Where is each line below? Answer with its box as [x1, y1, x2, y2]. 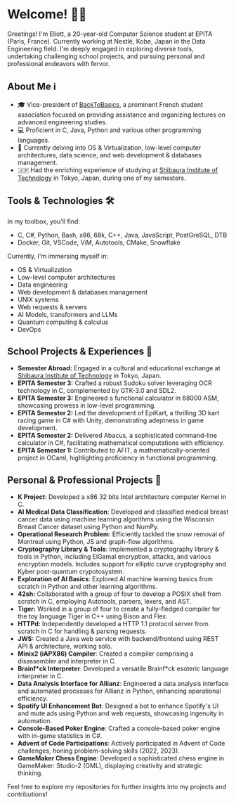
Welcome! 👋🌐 [7, 6, 87, 22]
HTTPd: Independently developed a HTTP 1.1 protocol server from [17, 620, 209, 628]
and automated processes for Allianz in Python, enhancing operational [17, 687, 221, 695]
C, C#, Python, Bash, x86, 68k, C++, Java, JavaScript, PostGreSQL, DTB [17, 231, 228, 239]
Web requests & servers [17, 302, 88, 311]
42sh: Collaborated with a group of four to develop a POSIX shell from [17, 590, 221, 598]
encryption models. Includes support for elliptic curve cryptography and [17, 560, 227, 569]
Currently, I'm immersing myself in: [7, 252, 109, 260]
